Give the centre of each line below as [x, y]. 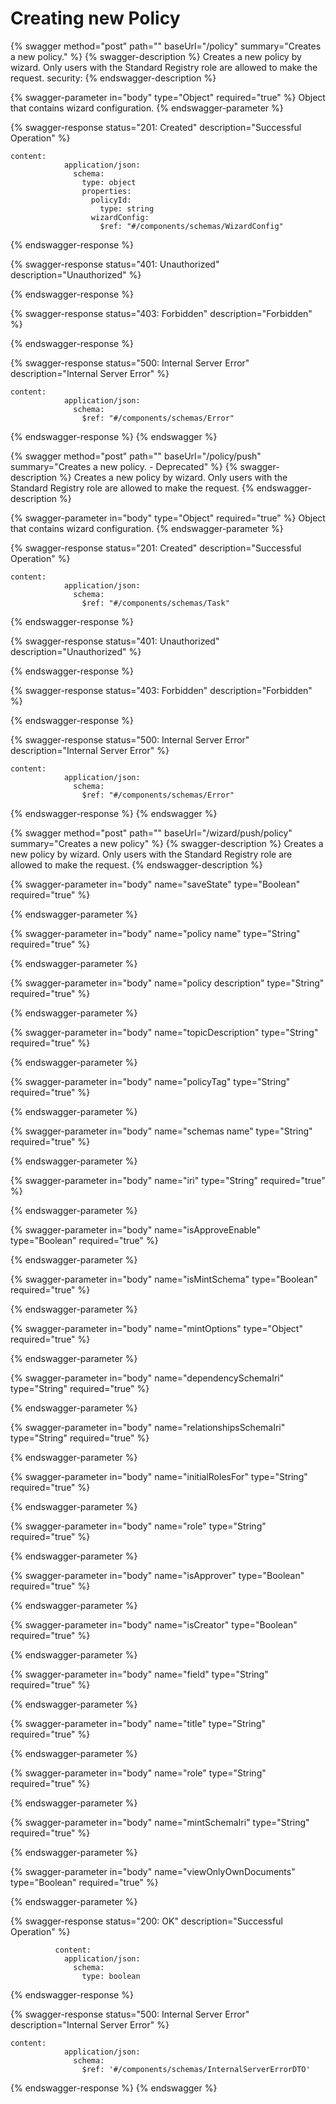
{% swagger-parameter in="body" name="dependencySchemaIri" [147, 1378]
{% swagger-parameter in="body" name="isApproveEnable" [136, 1229]
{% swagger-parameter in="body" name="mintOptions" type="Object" [156, 1328]
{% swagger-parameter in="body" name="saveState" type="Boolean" [155, 884]
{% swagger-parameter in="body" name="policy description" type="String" [167, 983]
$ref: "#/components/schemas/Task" [155, 603]
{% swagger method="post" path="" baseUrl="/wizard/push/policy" [151, 833]
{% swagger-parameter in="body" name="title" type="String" [138, 1723]
